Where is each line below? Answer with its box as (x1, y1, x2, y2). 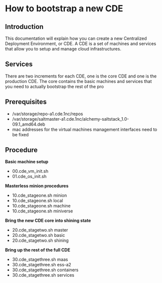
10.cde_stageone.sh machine (12, 203, 71, 209)
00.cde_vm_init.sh (12, 168, 49, 174)
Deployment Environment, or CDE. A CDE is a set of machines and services (5, 41, 156, 47)
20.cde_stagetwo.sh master (12, 227, 68, 233)
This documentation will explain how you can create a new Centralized (5, 35, 147, 41)
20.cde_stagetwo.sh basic (12, 232, 65, 238)
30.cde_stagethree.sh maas (12, 257, 68, 262)
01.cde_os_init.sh (12, 174, 47, 180)
